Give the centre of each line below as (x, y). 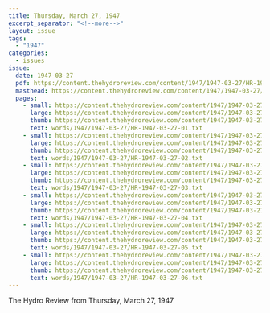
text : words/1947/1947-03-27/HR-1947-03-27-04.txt (116, 218)
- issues (30, 61)
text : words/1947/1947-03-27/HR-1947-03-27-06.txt (116, 278)
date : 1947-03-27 (45, 76)
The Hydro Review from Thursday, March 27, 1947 (91, 301)
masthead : (32, 91)
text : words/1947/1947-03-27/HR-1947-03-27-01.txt (116, 128)
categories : (28, 53)
